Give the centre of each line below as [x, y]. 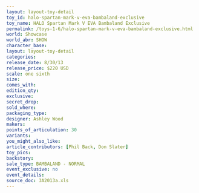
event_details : [25, 175]
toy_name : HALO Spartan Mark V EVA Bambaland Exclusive [78, 23]
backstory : [20, 158]
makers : [16, 125]
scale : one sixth [28, 74]
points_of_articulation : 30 [42, 130]
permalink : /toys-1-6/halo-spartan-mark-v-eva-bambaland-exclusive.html [100, 29]
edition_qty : [23, 91]
